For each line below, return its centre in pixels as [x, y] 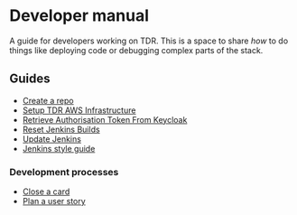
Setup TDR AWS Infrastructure [79, 110]
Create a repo [48, 100]
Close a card [46, 192]
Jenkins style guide [59, 148]
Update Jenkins [51, 139]
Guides [30, 79]
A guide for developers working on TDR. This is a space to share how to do [149, 41]
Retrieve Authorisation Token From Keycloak [105, 119]
